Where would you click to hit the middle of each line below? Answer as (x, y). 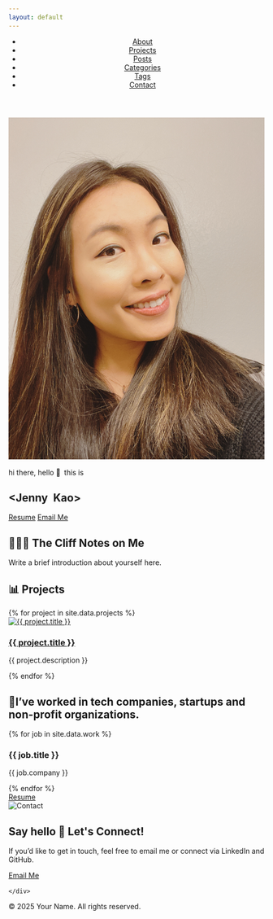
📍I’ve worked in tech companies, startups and (127, 701)
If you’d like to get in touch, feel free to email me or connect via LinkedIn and (136, 851)
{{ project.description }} (48, 660)
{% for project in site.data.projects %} (72, 613)
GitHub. (21, 860)
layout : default (36, 17)
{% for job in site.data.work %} (60, 734)
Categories (142, 67)
